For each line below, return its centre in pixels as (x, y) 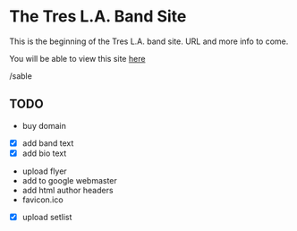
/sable (21, 76)
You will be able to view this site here (77, 58)
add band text (48, 143)
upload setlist (47, 217)
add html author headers (68, 190)
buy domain (44, 125)
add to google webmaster (70, 180)
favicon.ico (43, 200)
